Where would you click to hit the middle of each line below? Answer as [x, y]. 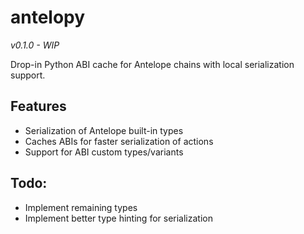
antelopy [48, 17]
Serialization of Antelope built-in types [104, 130]
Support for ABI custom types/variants [104, 152]
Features [38, 106]
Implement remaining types [81, 207]
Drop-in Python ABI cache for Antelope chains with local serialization [152, 64]
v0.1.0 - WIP [35, 45]
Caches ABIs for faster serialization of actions [119, 141]
